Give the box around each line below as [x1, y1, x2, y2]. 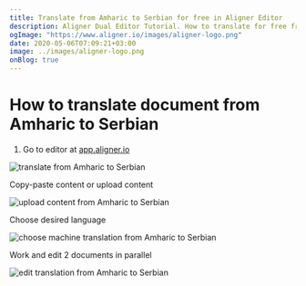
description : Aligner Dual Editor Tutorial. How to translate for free [9, 22, 287, 31]
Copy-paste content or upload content [9, 179, 154, 190]
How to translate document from [9, 94, 260, 115]
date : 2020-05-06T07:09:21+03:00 [9, 38, 137, 48]
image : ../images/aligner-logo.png [9, 47, 145, 56]
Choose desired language [9, 214, 107, 225]
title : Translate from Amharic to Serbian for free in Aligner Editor [9, 13, 283, 23]
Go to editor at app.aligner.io [22, 143, 130, 154]
